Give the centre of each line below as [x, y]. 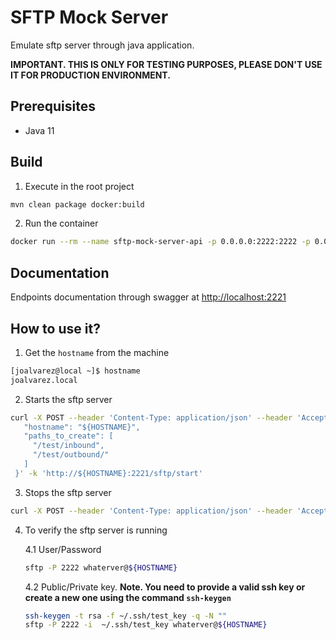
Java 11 [39, 130]
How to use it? [55, 328]
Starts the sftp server [68, 399]
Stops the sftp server [68, 492]
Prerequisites [53, 106]
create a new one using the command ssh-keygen [128, 597]
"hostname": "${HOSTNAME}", [82, 427]
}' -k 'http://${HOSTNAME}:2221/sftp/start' [108, 473]
